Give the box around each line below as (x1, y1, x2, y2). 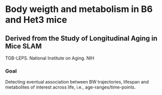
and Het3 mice (5, 14, 67, 25)
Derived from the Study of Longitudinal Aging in (5, 34, 158, 42)
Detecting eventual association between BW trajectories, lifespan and (5, 79, 149, 85)
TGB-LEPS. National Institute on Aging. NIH (5, 55, 94, 61)
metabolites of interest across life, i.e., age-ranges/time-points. (5, 84, 136, 90)
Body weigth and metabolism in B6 (5, 3, 153, 15)
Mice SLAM (5, 41, 42, 50)
